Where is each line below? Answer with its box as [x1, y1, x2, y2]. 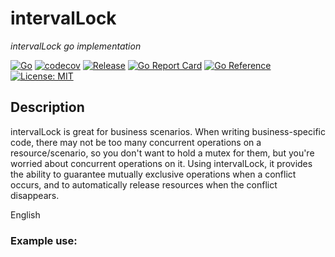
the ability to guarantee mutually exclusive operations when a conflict [10, 168, 297, 180]
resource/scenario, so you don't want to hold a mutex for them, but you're [10, 147, 315, 159]
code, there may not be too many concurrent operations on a [10, 136, 262, 148]
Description [10, 99, 85, 116]
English [10, 208, 41, 221]
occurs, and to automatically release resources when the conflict [10, 178, 278, 191]
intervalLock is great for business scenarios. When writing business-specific [10, 125, 326, 137]
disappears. [10, 189, 60, 201]
